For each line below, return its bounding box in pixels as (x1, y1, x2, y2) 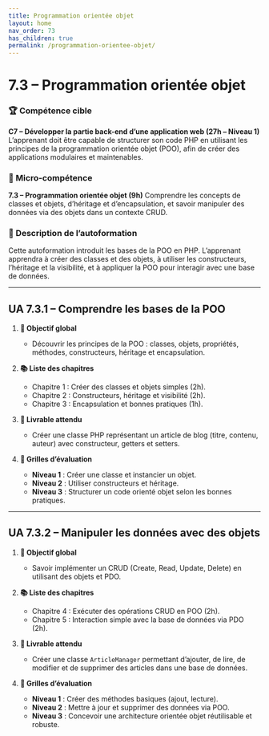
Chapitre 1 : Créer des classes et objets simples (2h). (31, 382, 207, 392)
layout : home (8, 19, 52, 27)
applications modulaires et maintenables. (8, 152, 144, 161)
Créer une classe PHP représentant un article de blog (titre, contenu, (31, 430, 259, 440)
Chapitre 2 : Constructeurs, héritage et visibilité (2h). (31, 391, 206, 401)
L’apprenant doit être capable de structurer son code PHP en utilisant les (8, 135, 248, 144)
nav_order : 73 (8, 26, 56, 35)
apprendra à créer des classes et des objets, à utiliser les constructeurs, (8, 254, 247, 264)
